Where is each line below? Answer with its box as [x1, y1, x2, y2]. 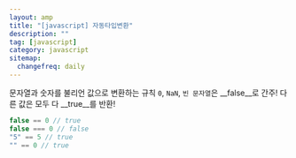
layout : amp [9, 12, 53, 22]
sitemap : [9, 54, 42, 63]
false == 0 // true [9, 116, 82, 124]
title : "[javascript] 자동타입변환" [9, 21, 134, 30]
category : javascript [9, 46, 90, 55]
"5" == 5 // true [9, 132, 74, 141]
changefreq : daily [17, 63, 86, 71]
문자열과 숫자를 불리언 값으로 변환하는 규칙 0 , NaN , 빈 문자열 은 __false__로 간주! [9, 87, 278, 98]
